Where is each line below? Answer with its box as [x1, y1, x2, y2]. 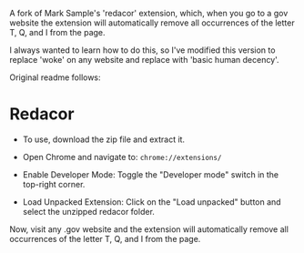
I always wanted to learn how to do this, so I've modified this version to [9, 45, 276, 56]
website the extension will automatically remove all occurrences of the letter [9, 17, 295, 28]
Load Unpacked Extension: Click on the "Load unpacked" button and [22, 196, 281, 207]
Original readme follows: [9, 72, 102, 83]
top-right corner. [22, 178, 86, 189]
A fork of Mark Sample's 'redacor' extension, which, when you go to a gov [9, 8, 289, 18]
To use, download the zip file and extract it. [22, 134, 185, 145]
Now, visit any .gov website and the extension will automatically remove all [9, 223, 289, 235]
